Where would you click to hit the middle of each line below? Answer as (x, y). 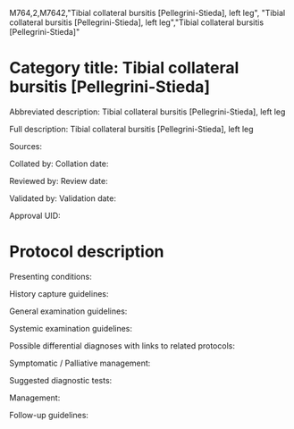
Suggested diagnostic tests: (61, 380)
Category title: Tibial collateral (124, 68)
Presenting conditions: (50, 276)
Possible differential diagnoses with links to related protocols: (122, 345)
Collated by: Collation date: (59, 164)
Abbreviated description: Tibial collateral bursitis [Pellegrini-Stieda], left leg (147, 112)
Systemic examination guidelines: (71, 328)
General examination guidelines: (68, 311)
